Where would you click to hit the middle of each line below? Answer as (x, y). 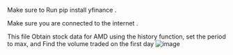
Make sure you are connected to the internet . (73, 23)
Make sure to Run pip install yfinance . (62, 10)
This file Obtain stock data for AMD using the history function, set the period (116, 36)
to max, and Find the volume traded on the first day (81, 44)
